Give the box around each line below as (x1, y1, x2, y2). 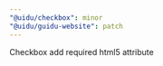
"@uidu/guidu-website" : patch (9, 22, 124, 31)
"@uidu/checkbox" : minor (9, 13, 103, 23)
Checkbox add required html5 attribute (9, 46, 154, 57)
